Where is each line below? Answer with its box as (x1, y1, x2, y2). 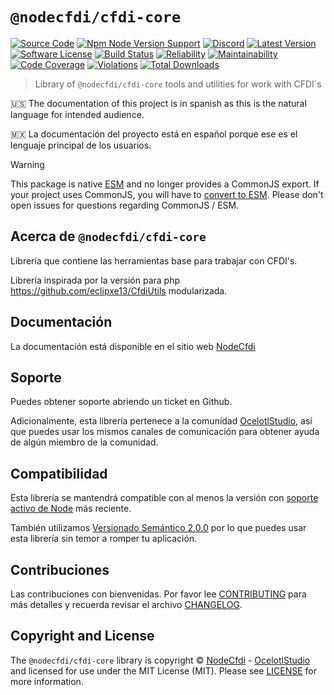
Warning (10, 158, 45, 170)
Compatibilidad (10, 465, 108, 482)
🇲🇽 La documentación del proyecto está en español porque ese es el (10, 128, 298, 140)
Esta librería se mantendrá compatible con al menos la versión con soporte (10, 492, 319, 504)
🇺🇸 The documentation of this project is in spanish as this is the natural (10, 97, 307, 109)
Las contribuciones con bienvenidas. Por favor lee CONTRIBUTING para (10, 588, 307, 600)
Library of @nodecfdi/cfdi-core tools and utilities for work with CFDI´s (34, 78, 322, 90)
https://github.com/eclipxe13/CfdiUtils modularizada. (10, 284, 228, 297)
